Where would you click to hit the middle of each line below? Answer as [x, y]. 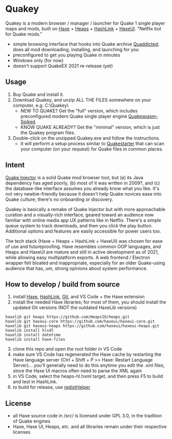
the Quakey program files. [48, 132]
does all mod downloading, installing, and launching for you [76, 49]
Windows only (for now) [38, 60]
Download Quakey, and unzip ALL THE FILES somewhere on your [82, 100]
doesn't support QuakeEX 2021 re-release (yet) [63, 66]
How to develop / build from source [63, 284]
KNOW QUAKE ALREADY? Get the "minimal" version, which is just [90, 127]
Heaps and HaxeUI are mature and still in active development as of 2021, [82, 252]
